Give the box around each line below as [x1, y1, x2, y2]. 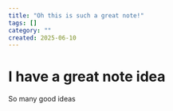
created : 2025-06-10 [8, 33, 77, 42]
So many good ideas [8, 94, 76, 104]
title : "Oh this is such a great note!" [8, 11, 145, 20]
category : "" [8, 26, 52, 34]
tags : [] [8, 19, 37, 27]
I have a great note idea [8, 68, 166, 86]
